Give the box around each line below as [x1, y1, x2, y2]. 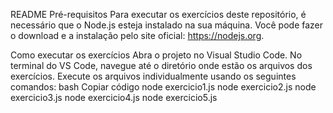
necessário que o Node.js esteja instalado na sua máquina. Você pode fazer [10, 19, 324, 31]
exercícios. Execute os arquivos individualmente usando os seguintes [10, 70, 297, 82]
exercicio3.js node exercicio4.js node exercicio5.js [10, 92, 218, 103]
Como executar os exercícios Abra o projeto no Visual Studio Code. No [10, 49, 303, 61]
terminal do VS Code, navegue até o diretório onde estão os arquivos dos [10, 60, 313, 71]
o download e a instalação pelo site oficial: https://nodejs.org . [10, 30, 265, 41]
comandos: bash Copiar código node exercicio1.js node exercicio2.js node [10, 81, 317, 93]
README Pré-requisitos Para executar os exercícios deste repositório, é [10, 9, 307, 20]
